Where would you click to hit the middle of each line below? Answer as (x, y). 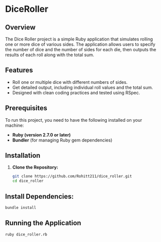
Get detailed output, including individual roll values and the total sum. (82, 87)
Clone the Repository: (35, 167)
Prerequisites (26, 108)
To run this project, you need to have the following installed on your (74, 120)
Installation (23, 156)
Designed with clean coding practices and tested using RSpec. (76, 93)
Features (19, 70)
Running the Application (43, 223)
